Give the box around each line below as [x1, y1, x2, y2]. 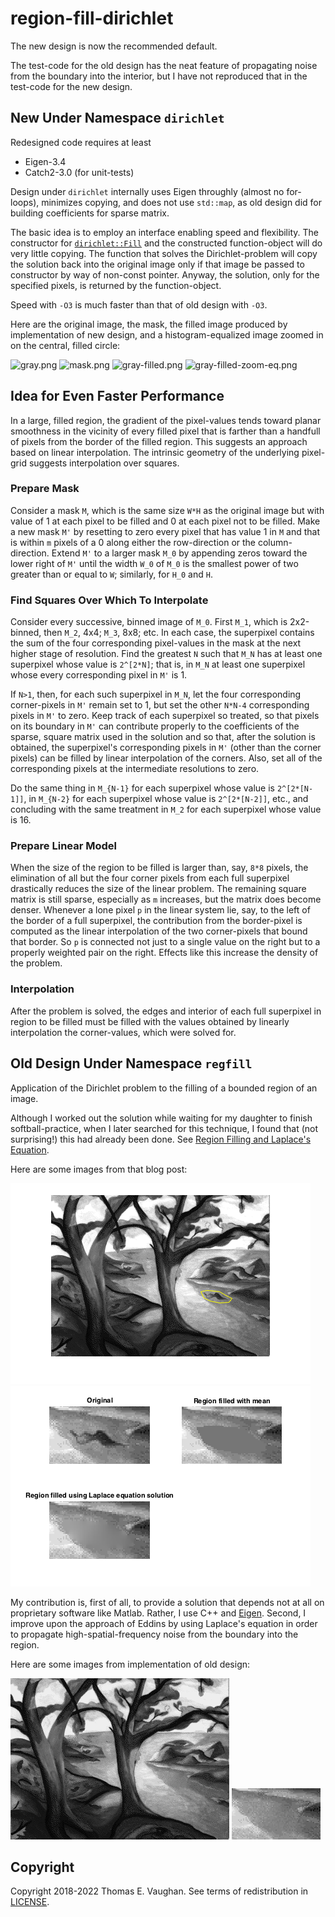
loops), [10, 196, 40, 208]
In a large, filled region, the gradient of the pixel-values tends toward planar [10, 414, 322, 426]
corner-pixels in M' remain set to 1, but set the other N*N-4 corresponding [10, 699, 310, 711]
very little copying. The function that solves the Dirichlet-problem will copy [10, 247, 318, 259]
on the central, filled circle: [10, 339, 121, 351]
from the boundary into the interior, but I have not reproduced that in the [10, 70, 308, 82]
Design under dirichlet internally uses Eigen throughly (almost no [10, 185, 285, 197]
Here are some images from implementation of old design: [10, 1658, 251, 1670]
